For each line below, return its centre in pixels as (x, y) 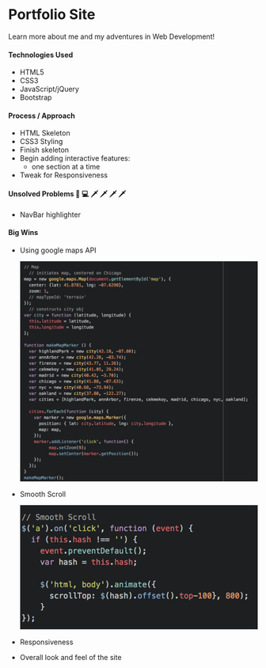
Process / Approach (42, 116)
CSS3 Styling (41, 142)
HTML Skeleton (45, 133)
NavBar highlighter (50, 214)
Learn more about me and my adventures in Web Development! (112, 36)
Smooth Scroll (42, 494)
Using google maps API (58, 250)
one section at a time (66, 167)
